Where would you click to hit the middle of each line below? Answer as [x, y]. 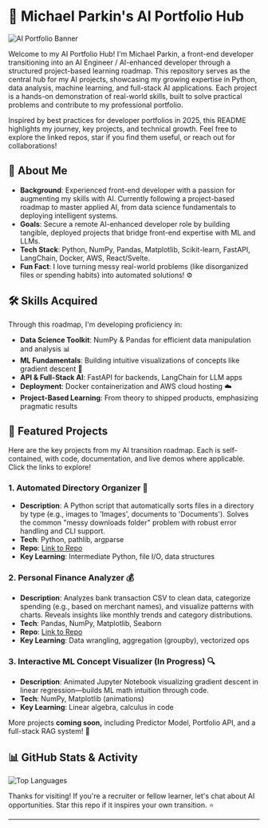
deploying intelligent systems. [69, 216]
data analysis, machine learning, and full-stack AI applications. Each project [133, 88]
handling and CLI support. [63, 531]
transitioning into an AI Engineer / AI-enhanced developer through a [120, 62]
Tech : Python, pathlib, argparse [72, 539]
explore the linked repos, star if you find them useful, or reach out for [122, 137]
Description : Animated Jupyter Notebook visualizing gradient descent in [139, 682]
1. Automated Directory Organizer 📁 [79, 488]
